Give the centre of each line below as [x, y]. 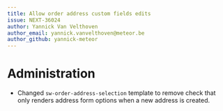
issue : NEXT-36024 [34, 20]
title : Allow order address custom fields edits [79, 14]
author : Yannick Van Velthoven [53, 26]
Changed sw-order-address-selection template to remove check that [116, 93]
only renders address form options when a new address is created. [114, 101]
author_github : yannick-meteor [53, 40]
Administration [51, 74]
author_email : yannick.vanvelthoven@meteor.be [76, 33]
